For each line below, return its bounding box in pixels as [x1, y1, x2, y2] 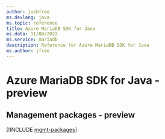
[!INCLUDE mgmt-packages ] [6, 126, 77, 133]
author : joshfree [6, 8, 50, 15]
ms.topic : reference [6, 20, 58, 26]
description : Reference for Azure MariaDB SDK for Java [6, 43, 149, 49]
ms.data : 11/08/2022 [6, 31, 58, 37]
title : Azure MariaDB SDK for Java [6, 25, 96, 32]
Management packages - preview [6, 110, 135, 120]
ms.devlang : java [6, 14, 50, 20]
